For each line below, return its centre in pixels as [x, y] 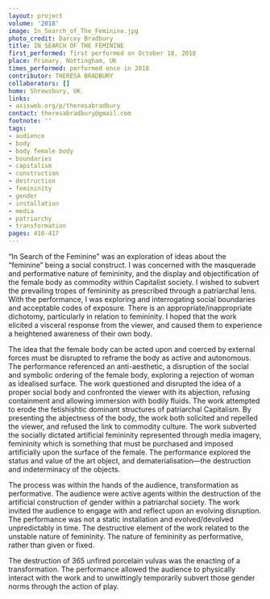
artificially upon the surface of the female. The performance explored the [130, 452]
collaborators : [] [39, 83]
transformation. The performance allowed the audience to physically [122, 569]
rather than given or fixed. [52, 545]
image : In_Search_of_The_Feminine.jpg [73, 31]
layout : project [35, 16]
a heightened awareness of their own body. [81, 333]
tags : [17, 128]
